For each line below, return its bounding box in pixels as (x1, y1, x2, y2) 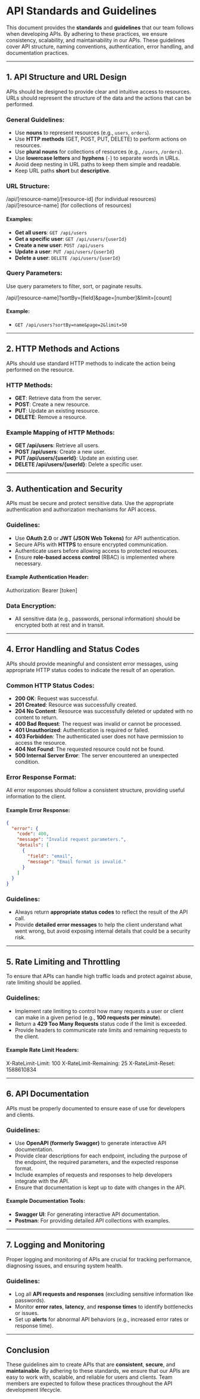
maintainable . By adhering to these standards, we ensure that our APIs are (6, 1367, 190, 1375)
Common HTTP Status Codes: (6, 681, 95, 689)
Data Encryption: (6, 601, 57, 609)
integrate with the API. (14, 1177, 70, 1184)
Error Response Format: (6, 773, 77, 782)
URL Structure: (6, 182, 50, 190)
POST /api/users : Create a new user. (14, 448, 106, 456)
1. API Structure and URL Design (6, 72, 127, 82)
